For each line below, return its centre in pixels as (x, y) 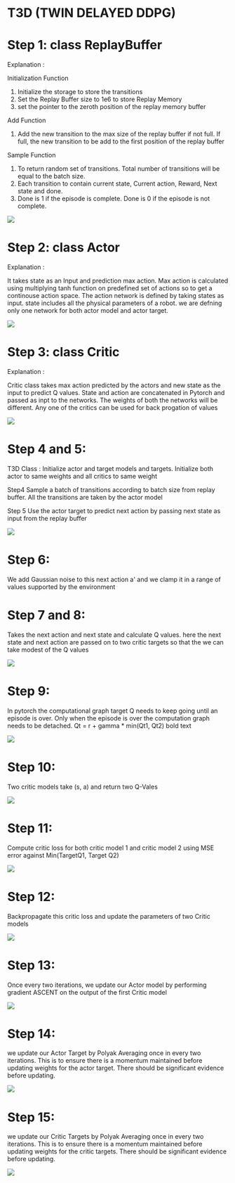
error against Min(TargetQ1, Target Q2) (63, 855)
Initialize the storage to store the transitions (80, 92)
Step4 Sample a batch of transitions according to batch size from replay (111, 489)
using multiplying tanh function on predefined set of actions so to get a (110, 288)
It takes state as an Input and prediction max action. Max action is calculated (118, 281)
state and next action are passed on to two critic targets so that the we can (116, 642)
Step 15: (31, 1117)
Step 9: (29, 691)
